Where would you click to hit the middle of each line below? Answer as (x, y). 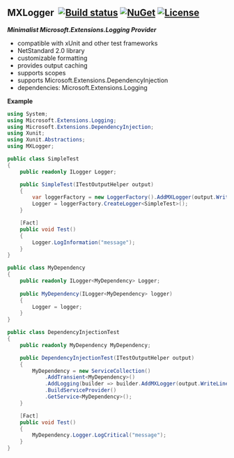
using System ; (28, 114)
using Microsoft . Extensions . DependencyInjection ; (81, 127)
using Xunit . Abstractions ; (46, 140)
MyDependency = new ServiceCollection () (92, 371)
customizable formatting (52, 58)
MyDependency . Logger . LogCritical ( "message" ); (100, 435)
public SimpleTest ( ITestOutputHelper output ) (87, 184)
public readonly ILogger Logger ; (68, 171)
